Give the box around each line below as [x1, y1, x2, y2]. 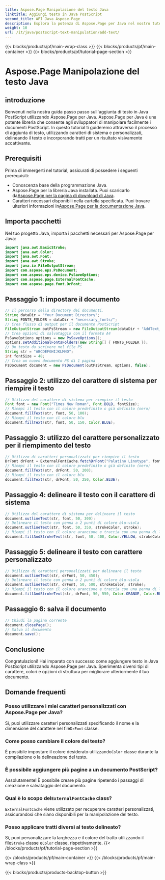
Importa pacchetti [5, 217, 61, 226]
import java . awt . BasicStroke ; [5, 245, 67, 250]
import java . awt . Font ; [5, 254, 52, 259]
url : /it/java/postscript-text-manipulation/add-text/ [5, 30, 120, 35]
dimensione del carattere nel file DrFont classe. [5, 725, 99, 731]
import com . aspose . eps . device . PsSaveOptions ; [5, 272, 100, 277]
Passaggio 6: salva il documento [5, 605, 107, 613]
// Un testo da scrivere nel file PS [5, 345, 82, 350]
